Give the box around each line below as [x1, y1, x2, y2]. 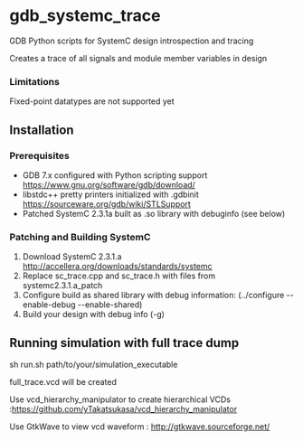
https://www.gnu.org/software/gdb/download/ [22, 179, 196, 190]
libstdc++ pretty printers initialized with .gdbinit [22, 189, 199, 200]
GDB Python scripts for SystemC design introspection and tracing [9, 35, 254, 46]
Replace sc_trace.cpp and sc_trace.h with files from [22, 270, 215, 281]
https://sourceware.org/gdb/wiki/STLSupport [22, 198, 192, 209]
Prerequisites [9, 149, 70, 162]
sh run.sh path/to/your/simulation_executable [9, 359, 178, 371]
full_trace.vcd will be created [9, 377, 118, 388]
